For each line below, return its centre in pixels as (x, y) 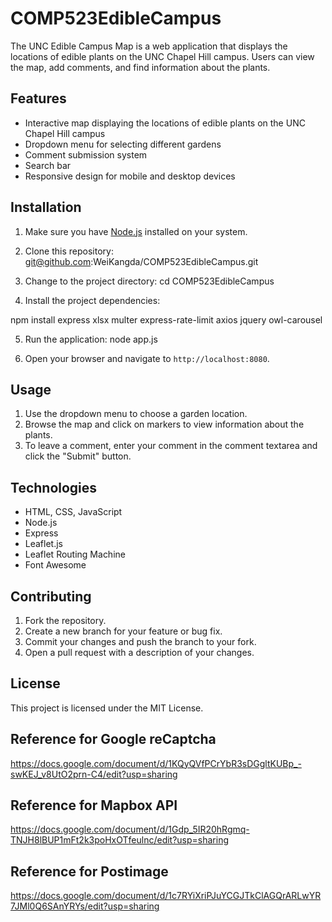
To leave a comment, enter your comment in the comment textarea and (171, 446)
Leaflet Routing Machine (75, 554)
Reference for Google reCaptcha (113, 739)
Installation (46, 207)
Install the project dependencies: (92, 300)
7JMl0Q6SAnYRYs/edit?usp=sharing (85, 906)
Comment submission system (86, 154)
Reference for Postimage (89, 871)
